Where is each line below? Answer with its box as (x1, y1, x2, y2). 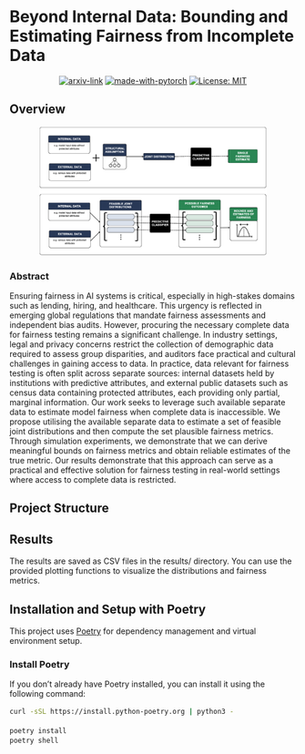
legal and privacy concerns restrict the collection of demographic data (9, 339, 274, 350)
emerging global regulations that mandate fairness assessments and (9, 310, 267, 321)
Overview (9, 102, 66, 117)
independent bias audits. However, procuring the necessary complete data (9, 320, 290, 330)
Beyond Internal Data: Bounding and (9, 6, 289, 27)
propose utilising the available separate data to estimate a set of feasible (9, 416, 281, 427)
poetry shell (9, 736, 59, 745)
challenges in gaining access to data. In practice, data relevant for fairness (9, 358, 290, 369)
